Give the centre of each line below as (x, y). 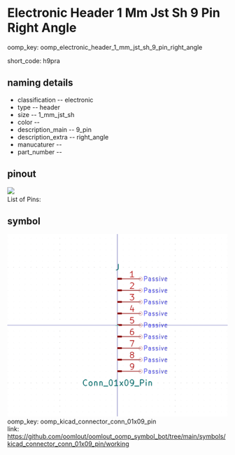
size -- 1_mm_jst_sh (46, 114)
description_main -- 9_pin (55, 129)
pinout (22, 174)
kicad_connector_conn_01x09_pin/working (68, 444)
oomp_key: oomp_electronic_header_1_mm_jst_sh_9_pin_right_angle (105, 47)
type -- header (39, 107)
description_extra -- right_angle (63, 137)
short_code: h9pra (34, 60)
